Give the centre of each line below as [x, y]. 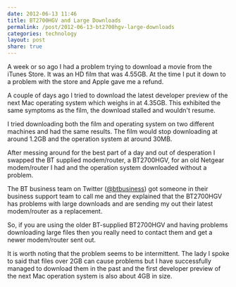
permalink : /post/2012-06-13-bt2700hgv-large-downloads [91, 27]
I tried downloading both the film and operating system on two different [111, 124]
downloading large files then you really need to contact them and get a [110, 232]
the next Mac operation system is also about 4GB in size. [90, 276]
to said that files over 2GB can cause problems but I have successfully [109, 261]
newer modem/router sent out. [52, 240]
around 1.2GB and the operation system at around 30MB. [90, 139]
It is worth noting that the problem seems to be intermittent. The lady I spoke [118, 254]
